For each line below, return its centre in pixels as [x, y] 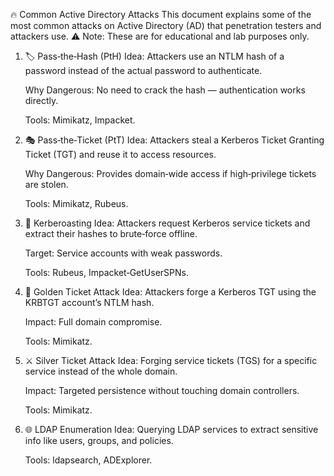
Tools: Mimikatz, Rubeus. [76, 203]
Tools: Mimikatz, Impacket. [80, 120]
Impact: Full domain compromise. [93, 322]
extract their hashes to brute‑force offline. [111, 233]
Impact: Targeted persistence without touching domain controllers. [162, 390]
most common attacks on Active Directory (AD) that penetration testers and [166, 25]
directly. [41, 100]
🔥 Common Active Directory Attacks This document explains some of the [161, 14]
